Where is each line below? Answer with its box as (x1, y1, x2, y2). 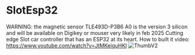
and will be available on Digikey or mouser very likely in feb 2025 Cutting (6, 29, 184, 36)
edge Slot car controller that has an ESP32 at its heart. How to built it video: (6, 35, 190, 43)
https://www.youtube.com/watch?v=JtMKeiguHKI (6, 42, 127, 49)
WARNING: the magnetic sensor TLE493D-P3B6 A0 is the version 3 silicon (6, 23, 188, 30)
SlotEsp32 (6, 4, 58, 17)
